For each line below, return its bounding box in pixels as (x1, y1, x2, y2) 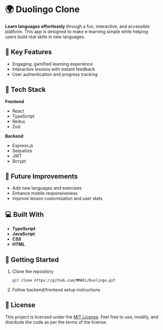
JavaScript (12, 231, 35, 237)
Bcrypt (12, 158, 26, 164)
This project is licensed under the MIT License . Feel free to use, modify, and (5, 314, 159, 320)
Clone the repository (12, 268, 54, 274)
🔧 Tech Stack (5, 86, 46, 94)
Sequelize (12, 148, 33, 154)
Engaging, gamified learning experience (12, 61, 93, 66)
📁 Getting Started (5, 255, 59, 264)
